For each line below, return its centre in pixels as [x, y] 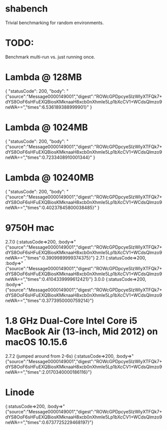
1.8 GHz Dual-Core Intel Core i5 [71, 321]
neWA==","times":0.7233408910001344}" [49, 157]
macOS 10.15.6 [36, 342]
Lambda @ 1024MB [47, 127]
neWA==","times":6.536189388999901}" [47, 107]
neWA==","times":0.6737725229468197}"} [50, 422]
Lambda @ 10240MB [50, 178]
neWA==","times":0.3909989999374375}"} [50, 258]
